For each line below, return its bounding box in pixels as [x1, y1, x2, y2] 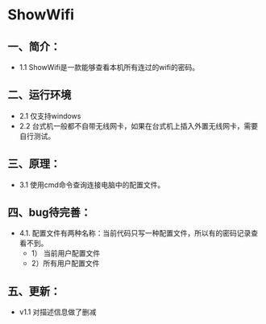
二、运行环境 [7, 88, 72, 102]
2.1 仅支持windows [19, 111, 81, 121]
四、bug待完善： [7, 206, 92, 219]
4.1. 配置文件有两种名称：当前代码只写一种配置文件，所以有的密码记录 [19, 228, 251, 238]
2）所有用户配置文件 [31, 259, 100, 269]
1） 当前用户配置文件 [31, 248, 101, 258]
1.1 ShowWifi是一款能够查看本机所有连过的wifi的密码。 [19, 63, 199, 72]
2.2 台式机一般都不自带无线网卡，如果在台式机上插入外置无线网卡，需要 [19, 121, 259, 130]
